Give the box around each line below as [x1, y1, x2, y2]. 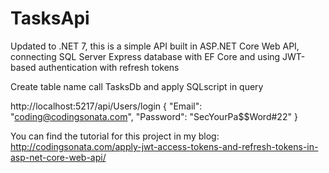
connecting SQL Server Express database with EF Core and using [10, 50, 281, 62]
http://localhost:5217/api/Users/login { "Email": [10, 100, 203, 112]
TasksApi [10, 7, 90, 30]
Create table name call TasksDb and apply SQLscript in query [10, 80, 264, 92]
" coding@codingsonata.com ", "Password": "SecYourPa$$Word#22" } [10, 110, 298, 122]
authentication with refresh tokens [38, 61, 180, 73]
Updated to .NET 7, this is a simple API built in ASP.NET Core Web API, [10, 40, 300, 52]
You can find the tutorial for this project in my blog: [10, 130, 220, 142]
